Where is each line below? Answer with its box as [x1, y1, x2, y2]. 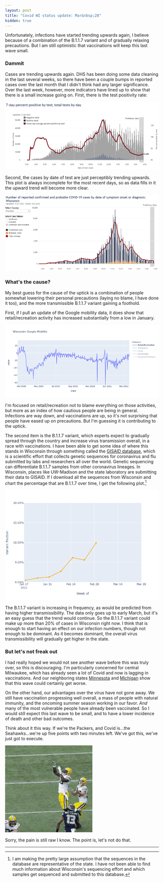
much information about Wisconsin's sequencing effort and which [12, 866, 145, 872]
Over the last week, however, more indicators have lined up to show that [5, 87, 150, 92]
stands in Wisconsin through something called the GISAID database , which [5, 448, 156, 454]
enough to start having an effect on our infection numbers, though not [5, 626, 146, 632]
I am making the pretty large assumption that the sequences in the [12, 856, 145, 861]
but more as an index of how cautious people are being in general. [5, 407, 139, 413]
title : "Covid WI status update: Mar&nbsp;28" [5, 13, 102, 18]
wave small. [5, 48, 29, 54]
